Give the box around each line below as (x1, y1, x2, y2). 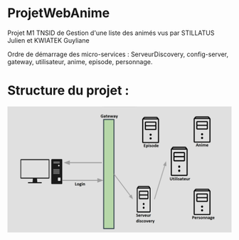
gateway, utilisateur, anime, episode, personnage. (7, 57, 153, 66)
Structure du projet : (7, 83, 129, 99)
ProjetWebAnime (7, 5, 110, 21)
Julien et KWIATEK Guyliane (7, 36, 90, 44)
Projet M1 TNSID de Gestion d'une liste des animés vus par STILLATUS (7, 28, 215, 37)
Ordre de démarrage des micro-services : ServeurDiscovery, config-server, (7, 50, 229, 58)
